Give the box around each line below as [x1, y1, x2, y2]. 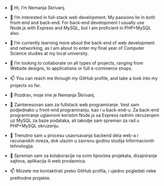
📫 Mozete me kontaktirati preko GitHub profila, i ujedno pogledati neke [9, 168, 157, 174]
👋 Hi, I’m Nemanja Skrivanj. [9, 5, 66, 10]
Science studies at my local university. [9, 50, 89, 56]
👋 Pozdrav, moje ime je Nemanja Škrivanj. [9, 92, 96, 98]
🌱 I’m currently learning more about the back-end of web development [9, 40, 155, 46]
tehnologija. [9, 143, 34, 149]
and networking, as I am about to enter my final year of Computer [9, 45, 145, 51]
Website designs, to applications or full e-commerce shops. [9, 65, 133, 71]
